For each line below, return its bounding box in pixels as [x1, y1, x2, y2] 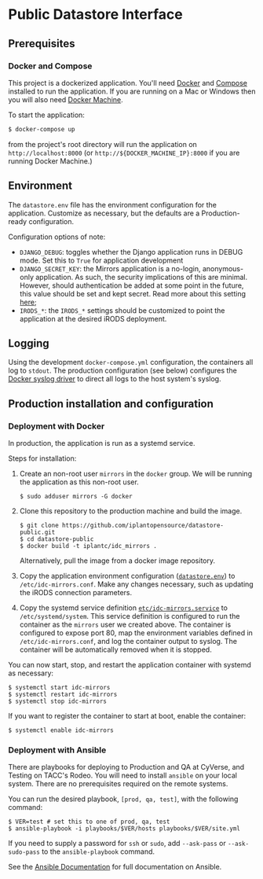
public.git [19, 528, 56, 536]
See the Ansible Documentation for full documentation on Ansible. [8, 862, 222, 872]
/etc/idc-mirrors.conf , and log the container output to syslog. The [19, 637, 238, 646]
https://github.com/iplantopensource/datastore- [61, 521, 225, 530]
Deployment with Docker [8, 421, 105, 432]
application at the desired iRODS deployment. [19, 314, 167, 323]
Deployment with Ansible [8, 745, 107, 756]
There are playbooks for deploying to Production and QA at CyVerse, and [8, 763, 245, 772]
